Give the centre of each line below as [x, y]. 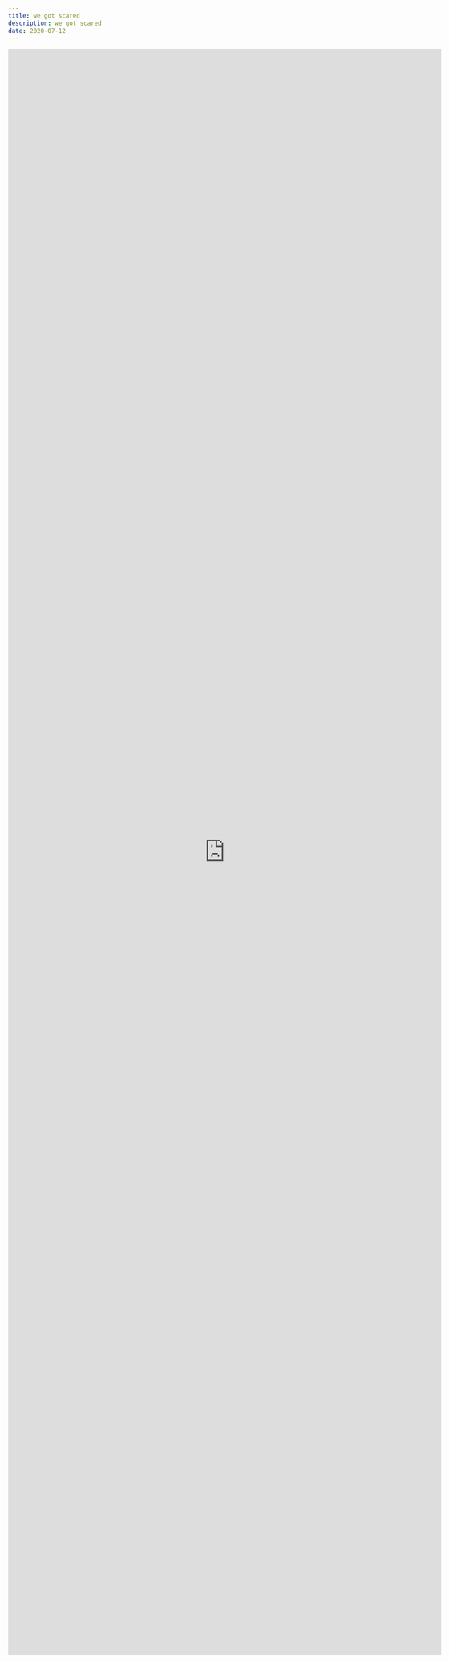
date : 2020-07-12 [37, 31]
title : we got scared [44, 16]
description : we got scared [55, 23]
